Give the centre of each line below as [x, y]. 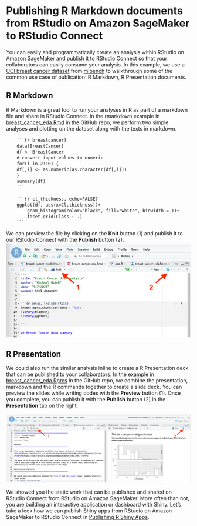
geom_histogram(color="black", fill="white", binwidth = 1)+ [103, 211]
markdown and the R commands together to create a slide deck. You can [94, 387]
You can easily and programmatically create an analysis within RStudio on [95, 52]
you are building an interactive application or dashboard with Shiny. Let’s [94, 504]
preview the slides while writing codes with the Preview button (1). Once [94, 393]
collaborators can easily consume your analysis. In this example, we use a [95, 64]
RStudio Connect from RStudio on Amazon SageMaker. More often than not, [98, 498]
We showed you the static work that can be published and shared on [89, 492]
